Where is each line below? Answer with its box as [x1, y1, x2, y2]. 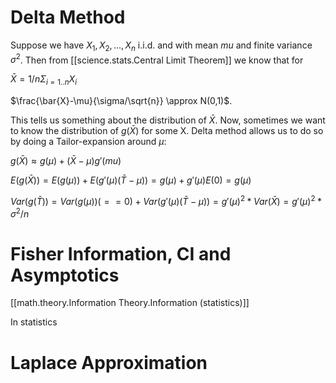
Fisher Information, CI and [10, 242, 232, 265]
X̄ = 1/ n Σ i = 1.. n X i [10, 73, 77, 88]
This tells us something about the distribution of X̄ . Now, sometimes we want [10, 114, 326, 126]
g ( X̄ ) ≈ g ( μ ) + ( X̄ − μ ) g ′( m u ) [10, 155, 122, 167]
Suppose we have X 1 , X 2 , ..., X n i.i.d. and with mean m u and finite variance [10, 39, 313, 53]
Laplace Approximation [10, 351, 208, 374]
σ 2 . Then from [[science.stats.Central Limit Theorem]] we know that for [10, 52, 304, 66]
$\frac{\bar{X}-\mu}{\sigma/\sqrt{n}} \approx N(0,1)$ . [10, 95, 233, 107]
